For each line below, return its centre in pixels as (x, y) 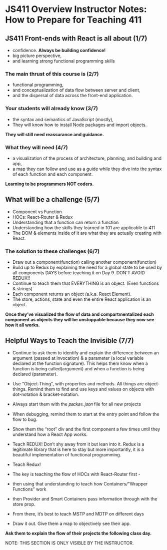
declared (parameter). (35, 374)
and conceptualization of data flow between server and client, (76, 90)
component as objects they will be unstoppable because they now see (80, 320)
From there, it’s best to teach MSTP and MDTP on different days (78, 513)
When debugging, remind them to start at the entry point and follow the (86, 414)
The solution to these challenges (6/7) (52, 251)
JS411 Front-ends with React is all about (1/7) (76, 38)
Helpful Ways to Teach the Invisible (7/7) (69, 341)
